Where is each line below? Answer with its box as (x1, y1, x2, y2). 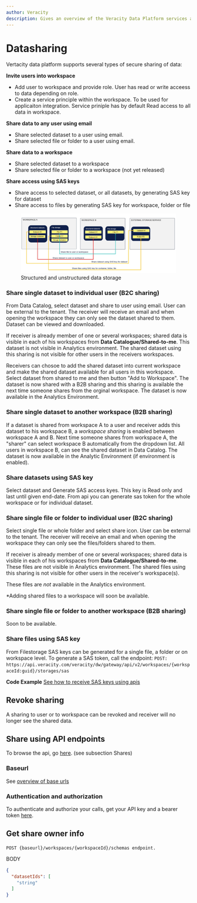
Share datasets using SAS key (6, 473, 94, 481)
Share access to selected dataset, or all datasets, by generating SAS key (14, 189, 191, 196)
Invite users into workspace (6, 72, 76, 79)
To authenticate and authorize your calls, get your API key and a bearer (6, 805, 178, 812)
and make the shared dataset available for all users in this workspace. (6, 368, 175, 375)
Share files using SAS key (6, 635, 81, 643)
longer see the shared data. (6, 717, 73, 724)
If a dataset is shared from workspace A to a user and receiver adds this (6, 421, 181, 428)
